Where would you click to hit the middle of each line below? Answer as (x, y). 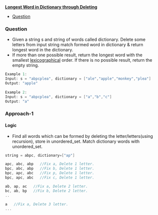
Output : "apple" (21, 83)
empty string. (26, 66)
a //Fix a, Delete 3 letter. (37, 204)
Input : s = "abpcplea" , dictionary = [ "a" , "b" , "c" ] (58, 97)
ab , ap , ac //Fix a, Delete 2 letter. (47, 186)
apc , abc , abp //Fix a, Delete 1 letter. (50, 164)
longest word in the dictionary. (43, 50)
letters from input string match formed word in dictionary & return (78, 45)
